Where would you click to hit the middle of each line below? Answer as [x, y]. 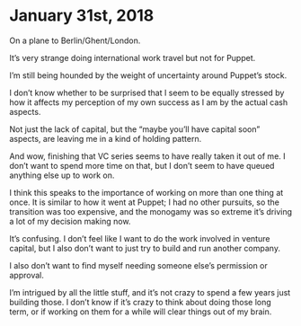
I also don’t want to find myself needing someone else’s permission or [138, 265]
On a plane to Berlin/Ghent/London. [75, 40]
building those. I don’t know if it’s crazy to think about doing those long [140, 302]
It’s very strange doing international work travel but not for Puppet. [133, 57]
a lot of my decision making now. [70, 221]
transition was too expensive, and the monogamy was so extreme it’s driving [151, 211]
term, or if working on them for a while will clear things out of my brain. [141, 312]
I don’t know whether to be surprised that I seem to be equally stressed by [147, 93]
